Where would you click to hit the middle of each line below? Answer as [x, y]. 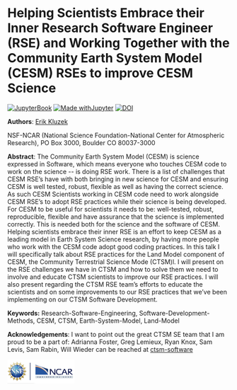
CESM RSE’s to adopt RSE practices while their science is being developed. [117, 201]
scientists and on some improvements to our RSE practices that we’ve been [117, 292]
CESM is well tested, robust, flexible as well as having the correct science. [116, 186]
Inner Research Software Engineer [110, 28]
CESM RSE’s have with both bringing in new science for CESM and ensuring [118, 179]
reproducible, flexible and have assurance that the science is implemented [116, 217]
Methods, [21, 321]
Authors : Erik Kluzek [38, 121]
